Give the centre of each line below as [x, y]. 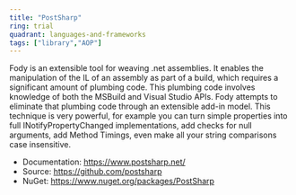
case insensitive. [40, 145]
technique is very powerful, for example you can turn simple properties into [148, 116]
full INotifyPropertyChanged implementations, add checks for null [131, 126]
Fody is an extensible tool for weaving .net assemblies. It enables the [137, 68]
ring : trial [31, 26]
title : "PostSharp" [46, 18]
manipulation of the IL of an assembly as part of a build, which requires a [144, 78]
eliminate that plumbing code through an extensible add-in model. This [140, 106]
